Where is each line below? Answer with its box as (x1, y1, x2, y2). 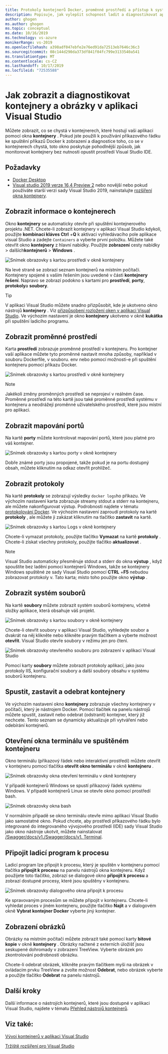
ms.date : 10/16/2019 (5, 31, 48, 36)
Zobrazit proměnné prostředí (5, 332, 97, 341)
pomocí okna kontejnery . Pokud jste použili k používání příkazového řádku (5, 132, 161, 138)
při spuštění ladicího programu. (5, 318, 69, 324)
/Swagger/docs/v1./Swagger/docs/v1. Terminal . (5, 834, 103, 840)
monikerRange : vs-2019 (5, 40, 52, 45)
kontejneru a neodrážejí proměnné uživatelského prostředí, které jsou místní (5, 402, 161, 408)
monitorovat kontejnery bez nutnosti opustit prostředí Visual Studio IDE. (5, 148, 152, 155)
